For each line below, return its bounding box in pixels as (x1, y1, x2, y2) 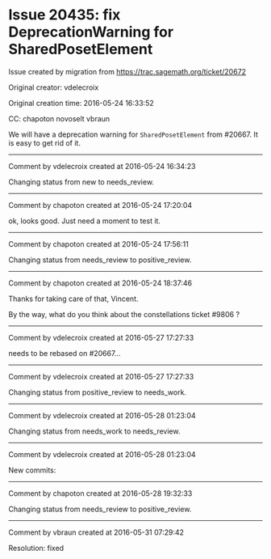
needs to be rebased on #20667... (8, 348, 121, 358)
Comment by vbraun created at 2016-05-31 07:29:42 (8, 527, 184, 537)
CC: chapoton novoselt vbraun (8, 113, 110, 123)
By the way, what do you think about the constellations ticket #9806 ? (8, 309, 240, 319)
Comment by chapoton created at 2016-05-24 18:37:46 (8, 277, 192, 288)
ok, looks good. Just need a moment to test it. (8, 216, 161, 226)
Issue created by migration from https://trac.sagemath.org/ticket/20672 (8, 66, 247, 76)
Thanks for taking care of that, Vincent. (8, 294, 139, 303)
